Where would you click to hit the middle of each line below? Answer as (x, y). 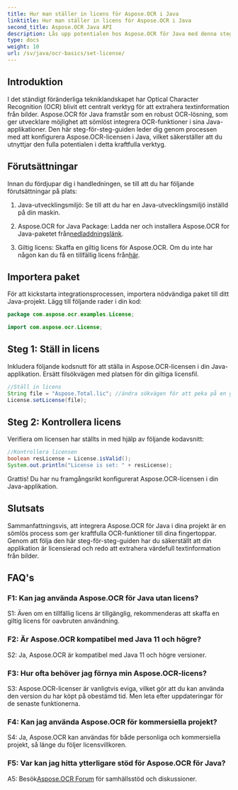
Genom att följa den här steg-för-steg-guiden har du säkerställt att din (109, 540)
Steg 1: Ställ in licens (53, 349)
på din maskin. (39, 212)
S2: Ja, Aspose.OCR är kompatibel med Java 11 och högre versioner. (107, 655)
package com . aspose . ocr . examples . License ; (71, 315)
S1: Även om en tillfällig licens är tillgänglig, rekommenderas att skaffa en (113, 614)
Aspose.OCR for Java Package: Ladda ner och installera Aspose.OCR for (124, 226)
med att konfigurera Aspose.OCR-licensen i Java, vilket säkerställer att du (115, 137)
